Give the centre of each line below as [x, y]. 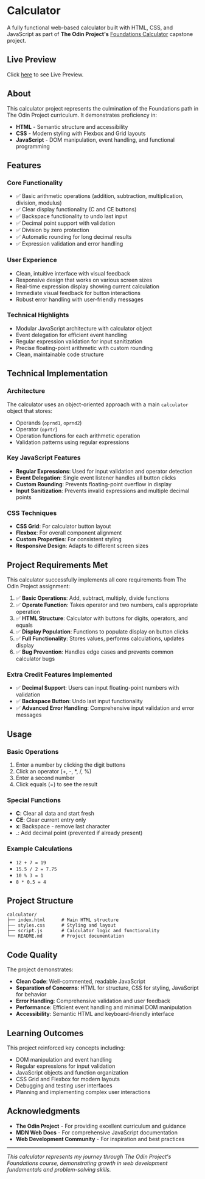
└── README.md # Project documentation [65, 936]
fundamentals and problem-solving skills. [59, 1169]
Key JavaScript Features [44, 458]
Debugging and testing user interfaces [64, 1086]
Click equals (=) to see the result [57, 784]
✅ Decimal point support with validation [65, 223]
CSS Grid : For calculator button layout [63, 527]
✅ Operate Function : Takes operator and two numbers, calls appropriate [107, 605]
